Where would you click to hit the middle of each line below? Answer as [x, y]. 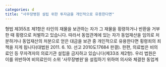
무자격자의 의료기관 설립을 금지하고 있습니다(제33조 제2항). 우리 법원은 [88, 53]
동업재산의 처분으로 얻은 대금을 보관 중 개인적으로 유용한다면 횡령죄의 [89, 41]
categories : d [20, 10]
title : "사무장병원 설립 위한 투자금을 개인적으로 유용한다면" [60, 14]
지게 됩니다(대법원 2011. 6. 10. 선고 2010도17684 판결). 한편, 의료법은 [82, 47]
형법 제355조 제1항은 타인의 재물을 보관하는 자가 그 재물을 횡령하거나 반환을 [78, 29]
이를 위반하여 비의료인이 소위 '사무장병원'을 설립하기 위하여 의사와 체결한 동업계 [82, 59]
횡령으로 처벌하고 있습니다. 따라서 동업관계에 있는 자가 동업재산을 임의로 [85, 35]
